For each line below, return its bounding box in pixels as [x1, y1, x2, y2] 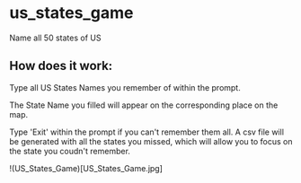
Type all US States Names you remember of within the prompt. [9, 82, 241, 92]
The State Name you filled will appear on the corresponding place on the [9, 100, 279, 110]
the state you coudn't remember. [9, 145, 130, 156]
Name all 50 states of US [9, 32, 102, 43]
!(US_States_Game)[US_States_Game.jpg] [9, 162, 164, 173]
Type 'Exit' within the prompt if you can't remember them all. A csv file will [9, 126, 285, 137]
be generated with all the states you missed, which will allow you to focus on [9, 135, 293, 146]
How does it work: [9, 58, 113, 74]
